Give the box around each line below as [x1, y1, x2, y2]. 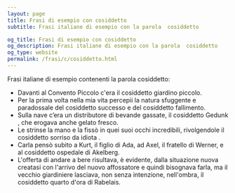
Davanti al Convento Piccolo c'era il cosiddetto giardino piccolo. [17, 88, 202, 97]
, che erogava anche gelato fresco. [17, 118, 119, 126]
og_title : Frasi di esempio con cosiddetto [7, 36, 137, 43]
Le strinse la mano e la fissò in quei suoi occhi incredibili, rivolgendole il [17, 126, 224, 134]
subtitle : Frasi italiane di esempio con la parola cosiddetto [7, 23, 199, 30]
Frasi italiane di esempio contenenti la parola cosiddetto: [7, 74, 170, 83]
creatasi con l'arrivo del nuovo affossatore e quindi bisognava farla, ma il [17, 163, 228, 171]
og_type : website [7, 49, 58, 56]
